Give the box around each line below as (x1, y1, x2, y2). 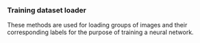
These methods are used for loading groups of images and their (7, 21, 188, 29)
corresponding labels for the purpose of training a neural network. (7, 28, 194, 36)
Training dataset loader (7, 5, 87, 15)
